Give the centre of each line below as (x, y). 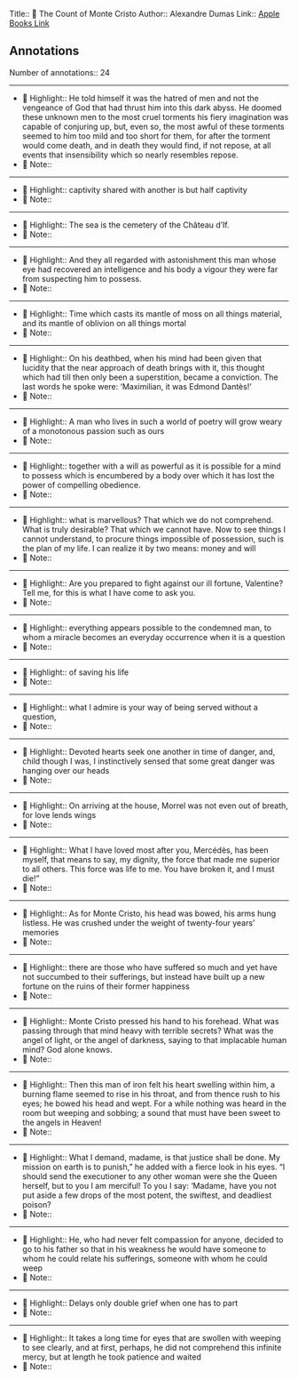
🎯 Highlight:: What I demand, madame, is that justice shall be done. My (151, 1157)
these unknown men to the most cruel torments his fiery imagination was (155, 116)
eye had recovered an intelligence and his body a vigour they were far (150, 269)
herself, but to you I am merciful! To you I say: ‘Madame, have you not (149, 1185)
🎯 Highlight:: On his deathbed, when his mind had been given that (142, 358)
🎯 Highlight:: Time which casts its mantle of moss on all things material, (152, 313)
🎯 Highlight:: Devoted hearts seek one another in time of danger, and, (149, 751)
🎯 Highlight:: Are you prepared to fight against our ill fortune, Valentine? (153, 583)
